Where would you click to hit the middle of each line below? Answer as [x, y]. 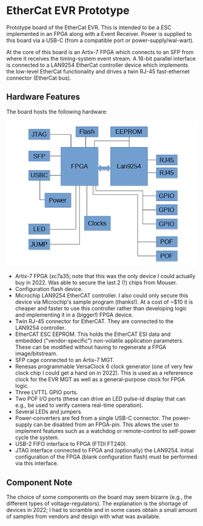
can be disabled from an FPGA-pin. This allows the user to [106, 425]
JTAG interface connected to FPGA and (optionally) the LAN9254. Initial [104, 451]
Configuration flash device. [49, 289]
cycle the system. [37, 437]
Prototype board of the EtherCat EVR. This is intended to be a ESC [89, 27]
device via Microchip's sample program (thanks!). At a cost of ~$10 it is [104, 302]
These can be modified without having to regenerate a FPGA [91, 347]
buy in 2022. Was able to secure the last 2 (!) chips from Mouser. [96, 282]
